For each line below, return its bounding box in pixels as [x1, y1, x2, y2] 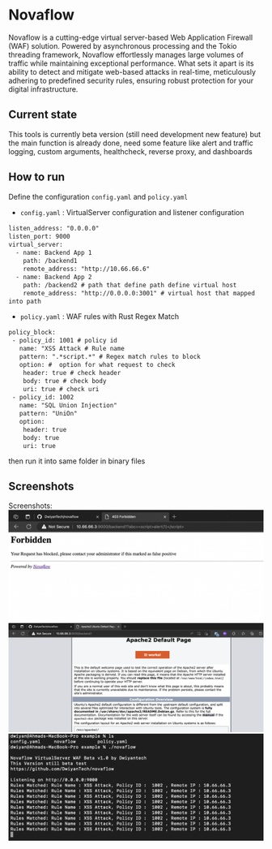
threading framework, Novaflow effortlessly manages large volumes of [8, 50, 244, 59]
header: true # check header [23, 368, 121, 377]
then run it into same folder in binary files [8, 456, 146, 466]
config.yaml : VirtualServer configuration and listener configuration [19, 207, 244, 217]
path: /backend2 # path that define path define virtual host [23, 281, 237, 289]
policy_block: [8, 328, 57, 336]
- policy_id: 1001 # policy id [11, 336, 117, 344]
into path [8, 297, 42, 305]
